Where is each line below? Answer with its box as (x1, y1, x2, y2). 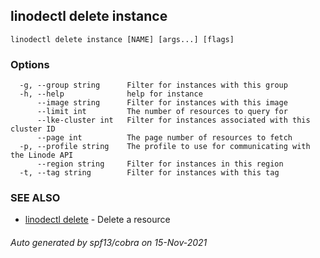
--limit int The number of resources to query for (36, 107, 288, 117)
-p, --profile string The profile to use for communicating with (19, 142, 311, 152)
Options (10, 57, 50, 71)
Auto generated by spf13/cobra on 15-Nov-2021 (10, 237, 208, 248)
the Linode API (10, 150, 74, 161)
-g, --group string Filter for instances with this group (19, 80, 288, 91)
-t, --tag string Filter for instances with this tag (19, 168, 280, 178)
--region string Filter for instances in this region (36, 159, 284, 169)
